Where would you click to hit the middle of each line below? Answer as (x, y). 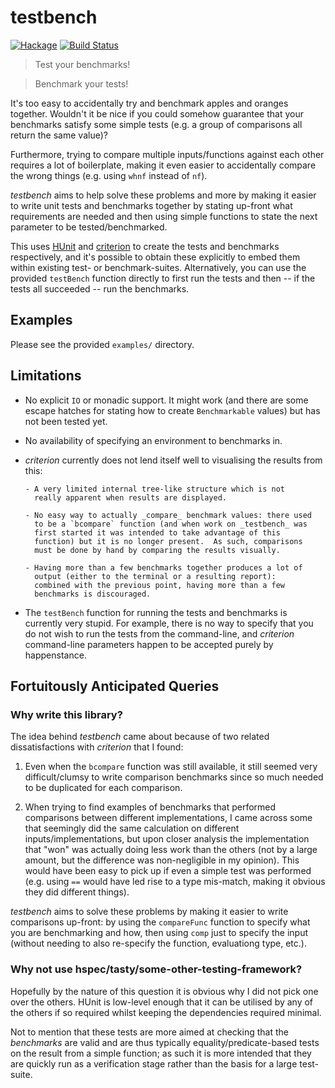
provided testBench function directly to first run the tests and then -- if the (163, 278)
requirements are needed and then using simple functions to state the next (164, 216)
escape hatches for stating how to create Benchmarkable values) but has (172, 410)
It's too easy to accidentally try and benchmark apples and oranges (149, 103)
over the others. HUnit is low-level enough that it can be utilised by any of (162, 1002)
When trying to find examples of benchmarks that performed (150, 807)
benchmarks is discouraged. (93, 594)
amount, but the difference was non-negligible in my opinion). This (162, 860)
